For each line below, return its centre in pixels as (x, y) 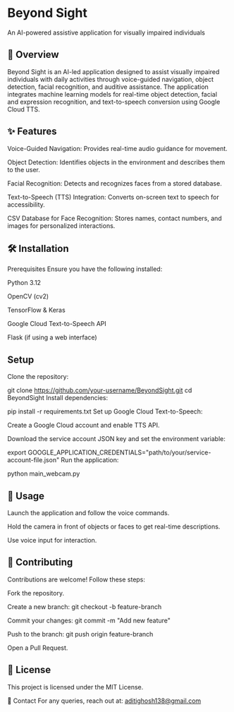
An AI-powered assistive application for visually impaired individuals (106, 32)
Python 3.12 (24, 283)
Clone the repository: (38, 377)
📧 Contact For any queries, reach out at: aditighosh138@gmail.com (104, 701)
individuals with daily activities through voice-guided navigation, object (110, 79)
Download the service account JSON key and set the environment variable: (116, 439)
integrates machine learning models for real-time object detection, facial (112, 94)
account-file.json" (33, 460)
